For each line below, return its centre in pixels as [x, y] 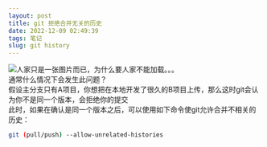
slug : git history [39, 46]
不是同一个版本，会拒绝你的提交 [75, 100]
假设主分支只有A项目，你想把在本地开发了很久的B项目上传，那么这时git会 [130, 90]
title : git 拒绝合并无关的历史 [55, 23]
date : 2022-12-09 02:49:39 [53, 31]
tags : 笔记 [25, 38]
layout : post [30, 16]
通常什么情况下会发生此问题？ [58, 80]
